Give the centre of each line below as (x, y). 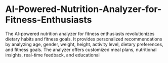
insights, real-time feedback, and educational (52, 55)
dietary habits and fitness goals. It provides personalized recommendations (84, 39)
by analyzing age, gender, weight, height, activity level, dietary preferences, (84, 44)
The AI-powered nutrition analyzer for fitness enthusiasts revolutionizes (80, 33)
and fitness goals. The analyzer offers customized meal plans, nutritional (81, 49)
